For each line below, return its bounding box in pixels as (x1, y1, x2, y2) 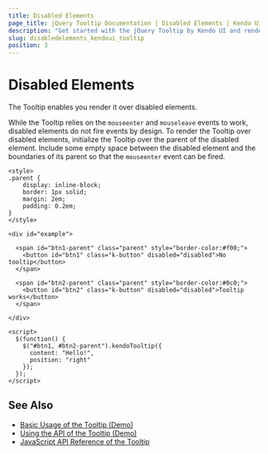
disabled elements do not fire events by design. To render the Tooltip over (8, 126, 251, 136)
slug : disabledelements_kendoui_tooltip (8, 34, 145, 42)
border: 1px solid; (22, 189, 88, 197)
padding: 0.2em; (22, 202, 77, 210)
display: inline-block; (22, 181, 102, 189)
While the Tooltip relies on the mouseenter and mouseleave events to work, (8, 117, 249, 128)
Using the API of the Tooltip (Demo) (19, 428, 137, 438)
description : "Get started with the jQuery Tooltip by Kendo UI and (8, 26, 241, 34)
